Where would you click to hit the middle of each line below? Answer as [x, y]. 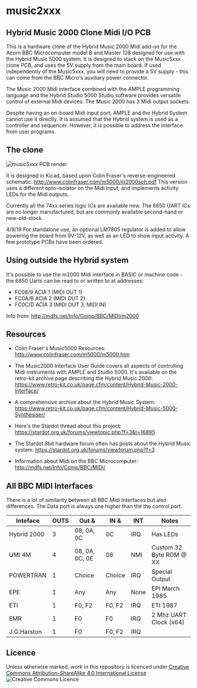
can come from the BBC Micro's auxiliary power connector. [77, 78]
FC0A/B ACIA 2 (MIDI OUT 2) [50, 298]
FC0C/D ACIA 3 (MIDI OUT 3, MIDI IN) [60, 304]
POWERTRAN [28, 575]
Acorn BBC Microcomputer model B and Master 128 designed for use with [95, 53]
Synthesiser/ [30, 415]
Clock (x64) [168, 622]
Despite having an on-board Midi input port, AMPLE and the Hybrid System [97, 113]
